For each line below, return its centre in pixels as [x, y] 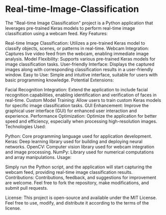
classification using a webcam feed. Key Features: [56, 33]
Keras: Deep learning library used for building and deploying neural [74, 141]
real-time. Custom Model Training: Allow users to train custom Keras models [83, 100]
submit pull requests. [27, 188]
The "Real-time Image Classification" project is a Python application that [79, 23]
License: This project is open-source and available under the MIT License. [81, 198]
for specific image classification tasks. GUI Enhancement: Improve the [77, 105]
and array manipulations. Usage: [39, 157]
